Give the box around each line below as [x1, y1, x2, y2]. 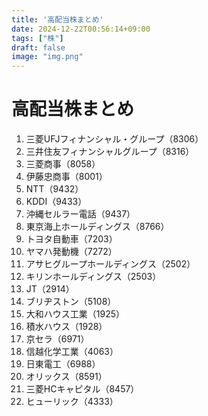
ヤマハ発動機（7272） [25, 246, 118, 258]
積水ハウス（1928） [25, 321, 108, 333]
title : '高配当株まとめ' [11, 14, 104, 25]
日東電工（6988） [25, 358, 101, 370]
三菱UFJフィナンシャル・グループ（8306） [25, 133, 204, 145]
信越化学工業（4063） [25, 346, 119, 358]
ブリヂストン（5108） [25, 296, 117, 308]
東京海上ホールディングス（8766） [25, 221, 170, 233]
